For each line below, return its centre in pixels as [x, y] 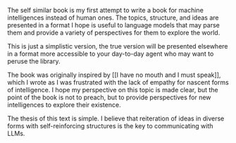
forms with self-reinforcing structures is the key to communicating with [110, 126]
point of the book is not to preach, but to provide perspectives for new [109, 97]
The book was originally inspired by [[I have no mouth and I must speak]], [114, 75]
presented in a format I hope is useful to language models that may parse [113, 25]
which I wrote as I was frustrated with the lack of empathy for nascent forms [118, 82]
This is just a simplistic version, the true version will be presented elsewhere [118, 46]
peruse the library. [34, 61]
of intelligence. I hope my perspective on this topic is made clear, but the [113, 90]
